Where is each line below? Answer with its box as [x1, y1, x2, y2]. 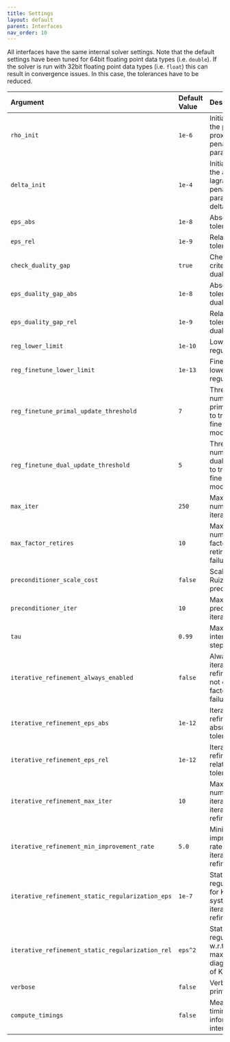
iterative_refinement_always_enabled [10, 674, 133, 682]
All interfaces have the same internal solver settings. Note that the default [7, 48, 215, 56]
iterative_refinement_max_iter [10, 797, 113, 805]
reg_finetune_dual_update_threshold [10, 461, 130, 470]
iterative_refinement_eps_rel [10, 756, 110, 764]
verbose [10, 983, 36, 991]
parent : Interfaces [7, 23, 63, 29]
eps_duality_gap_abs [10, 290, 77, 298]
